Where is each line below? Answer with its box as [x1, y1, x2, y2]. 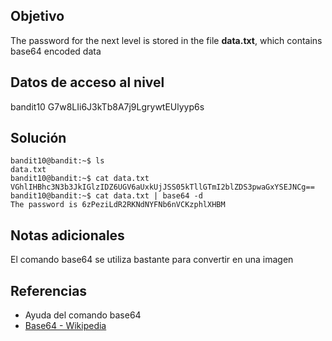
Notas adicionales [10, 227, 125, 244]
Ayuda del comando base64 [24, 309, 142, 321]
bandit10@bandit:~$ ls [10, 156, 105, 166]
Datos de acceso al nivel [10, 74, 165, 91]
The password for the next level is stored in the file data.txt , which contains [10, 34, 323, 46]
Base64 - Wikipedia [24, 320, 107, 332]
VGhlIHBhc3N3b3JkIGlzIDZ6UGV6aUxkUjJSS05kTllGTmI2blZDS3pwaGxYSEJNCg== [10, 182, 315, 193]
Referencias [10, 282, 88, 299]
